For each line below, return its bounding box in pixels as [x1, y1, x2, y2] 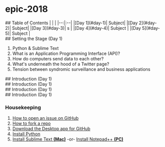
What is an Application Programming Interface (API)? [12, 50, 120, 56]
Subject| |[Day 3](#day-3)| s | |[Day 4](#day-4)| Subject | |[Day [12, 25, 141, 31]
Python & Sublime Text [12, 45, 59, 51]
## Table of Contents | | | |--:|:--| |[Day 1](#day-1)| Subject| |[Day [5, 20, 138, 26]
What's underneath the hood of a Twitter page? [12, 61, 110, 67]
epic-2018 [5, 3, 48, 15]
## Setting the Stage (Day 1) [5, 36, 63, 42]
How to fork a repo [12, 120, 51, 127]
